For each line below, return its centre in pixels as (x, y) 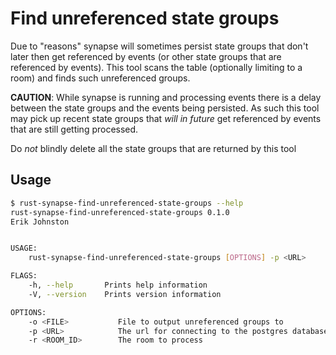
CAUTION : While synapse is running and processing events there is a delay (166, 97)
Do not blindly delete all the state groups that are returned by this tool (153, 148)
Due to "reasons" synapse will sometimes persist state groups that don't (159, 46)
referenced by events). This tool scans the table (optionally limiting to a (156, 67)
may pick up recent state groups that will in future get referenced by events (166, 118)
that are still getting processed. (74, 129)
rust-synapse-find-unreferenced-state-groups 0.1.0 (120, 212)
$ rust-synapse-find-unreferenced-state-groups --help (127, 203)
